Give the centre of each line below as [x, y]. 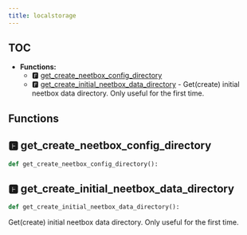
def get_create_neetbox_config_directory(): [83, 164]
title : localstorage [43, 16]
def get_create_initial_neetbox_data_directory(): [94, 207]
